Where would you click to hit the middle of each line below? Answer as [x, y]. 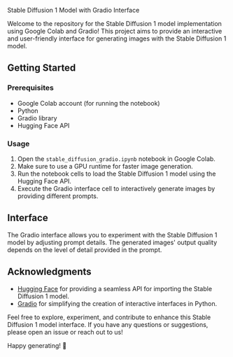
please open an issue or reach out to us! [65, 332]
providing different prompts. [58, 196]
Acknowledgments [50, 272]
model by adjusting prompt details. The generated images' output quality [112, 242]
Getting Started [42, 68]
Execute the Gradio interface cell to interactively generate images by [116, 188]
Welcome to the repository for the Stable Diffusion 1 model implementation [115, 23]
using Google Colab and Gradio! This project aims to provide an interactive [115, 31]
